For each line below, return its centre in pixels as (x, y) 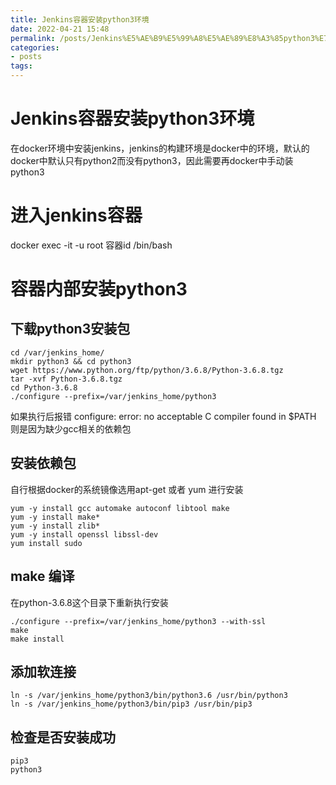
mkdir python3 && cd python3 (71, 361)
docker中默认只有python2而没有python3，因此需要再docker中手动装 (152, 160)
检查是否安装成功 (63, 737)
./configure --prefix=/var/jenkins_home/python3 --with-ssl (138, 621)
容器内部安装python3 (99, 289)
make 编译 (42, 576)
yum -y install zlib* (55, 526)
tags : (21, 66)
